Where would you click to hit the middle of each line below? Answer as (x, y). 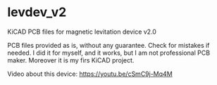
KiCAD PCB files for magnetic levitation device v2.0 (82, 32)
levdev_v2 (37, 12)
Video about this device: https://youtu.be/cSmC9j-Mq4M (90, 74)
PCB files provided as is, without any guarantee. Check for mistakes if (108, 45)
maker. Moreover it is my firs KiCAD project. (71, 60)
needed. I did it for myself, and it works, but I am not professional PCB (108, 53)
